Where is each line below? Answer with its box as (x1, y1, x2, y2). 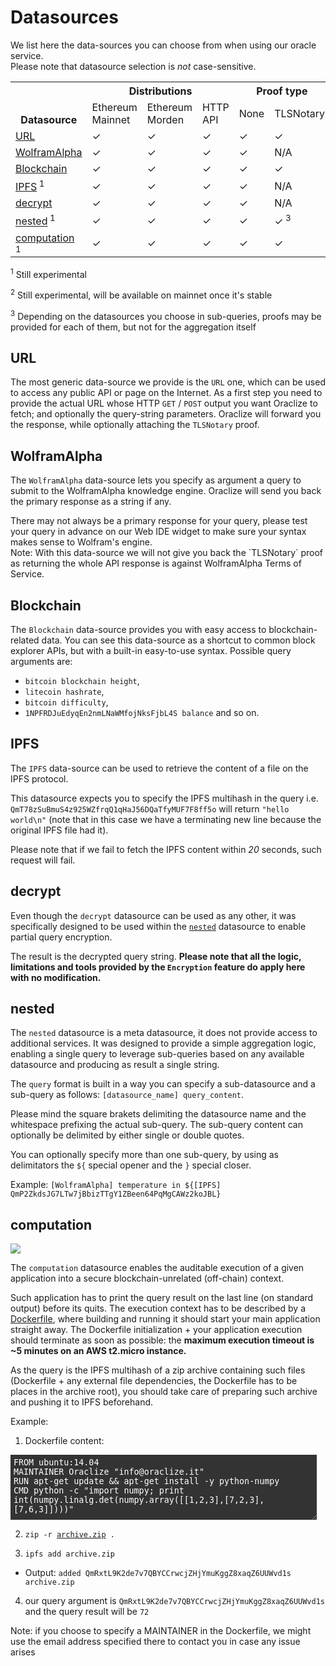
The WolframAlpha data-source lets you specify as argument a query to (10, 474, 302, 486)
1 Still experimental (10, 266, 87, 280)
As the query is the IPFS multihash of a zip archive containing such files (10, 1364, 306, 1376)
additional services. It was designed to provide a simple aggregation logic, (10, 1037, 317, 1050)
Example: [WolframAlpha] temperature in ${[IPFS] (10, 1179, 222, 1191)
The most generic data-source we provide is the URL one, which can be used (10, 376, 326, 388)
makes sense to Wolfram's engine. (10, 536, 153, 548)
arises (10, 1646, 36, 1658)
